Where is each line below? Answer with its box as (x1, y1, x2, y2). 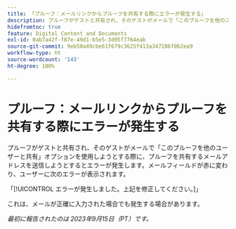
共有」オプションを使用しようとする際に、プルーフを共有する (25, 152, 204, 160)
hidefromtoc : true (7, 23, 61, 30)
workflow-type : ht (7, 50, 61, 57)
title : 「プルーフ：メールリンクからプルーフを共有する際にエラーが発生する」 (7, 10, 206, 18)
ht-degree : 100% (7, 63, 55, 70)
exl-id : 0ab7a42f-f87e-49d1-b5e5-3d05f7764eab (7, 37, 146, 44)
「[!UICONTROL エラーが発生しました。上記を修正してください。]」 (7, 184, 202, 193)
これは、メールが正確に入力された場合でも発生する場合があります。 (7, 199, 204, 208)
